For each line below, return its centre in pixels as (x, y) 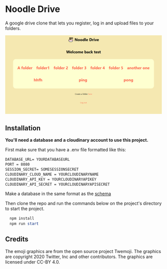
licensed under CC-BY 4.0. (33, 262)
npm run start (24, 224)
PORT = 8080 (17, 165)
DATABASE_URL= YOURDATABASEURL (38, 160)
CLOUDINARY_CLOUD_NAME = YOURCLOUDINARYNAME (52, 175)
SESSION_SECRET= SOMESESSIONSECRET (42, 170)
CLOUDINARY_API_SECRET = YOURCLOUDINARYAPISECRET (58, 185)
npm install (22, 219)
